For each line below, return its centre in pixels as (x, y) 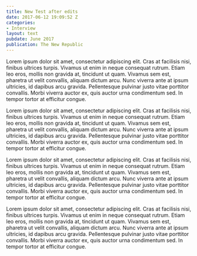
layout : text (22, 34)
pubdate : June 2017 (30, 39)
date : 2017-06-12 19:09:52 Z (42, 17)
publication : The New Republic (45, 45)
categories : (21, 22)
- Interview (21, 28)
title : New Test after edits (42, 12)
